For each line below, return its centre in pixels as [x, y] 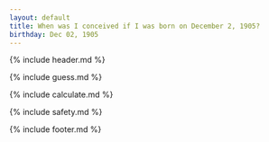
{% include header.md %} [57, 60]
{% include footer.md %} [56, 129]
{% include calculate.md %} [61, 94]
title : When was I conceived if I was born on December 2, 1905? [134, 26]
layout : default [40, 18]
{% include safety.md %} [56, 112]
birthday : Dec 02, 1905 [54, 34]
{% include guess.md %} [56, 77]
